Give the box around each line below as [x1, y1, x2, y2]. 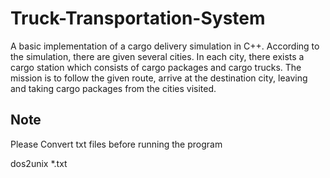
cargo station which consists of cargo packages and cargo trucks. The [10, 61, 302, 73]
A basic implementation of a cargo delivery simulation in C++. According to [10, 40, 320, 52]
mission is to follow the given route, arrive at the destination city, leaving [10, 72, 308, 84]
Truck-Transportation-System [10, 7, 266, 30]
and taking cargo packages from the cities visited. [10, 82, 217, 94]
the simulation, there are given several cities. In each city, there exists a [10, 50, 305, 62]
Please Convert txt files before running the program [10, 138, 223, 150]
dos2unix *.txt [10, 157, 68, 169]
